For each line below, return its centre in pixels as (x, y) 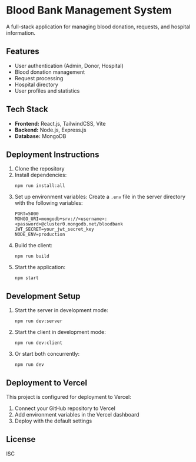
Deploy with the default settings (53, 421)
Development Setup (43, 296)
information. (21, 32)
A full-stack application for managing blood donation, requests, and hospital (98, 27)
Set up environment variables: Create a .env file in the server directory (100, 197)
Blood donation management (50, 72)
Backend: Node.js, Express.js (50, 130)
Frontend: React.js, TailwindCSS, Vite (60, 123)
